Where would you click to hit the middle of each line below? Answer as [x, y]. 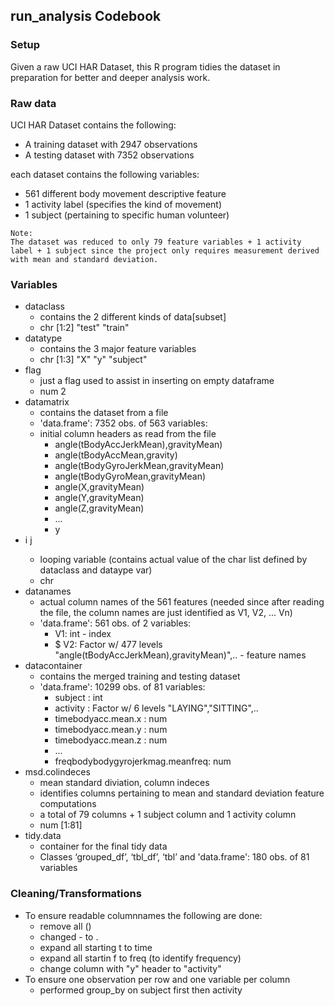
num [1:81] [61, 825]
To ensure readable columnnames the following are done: [143, 915]
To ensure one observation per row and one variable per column [157, 979]
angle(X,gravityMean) [99, 487]
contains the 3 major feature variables [118, 349]
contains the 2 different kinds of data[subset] [133, 317]
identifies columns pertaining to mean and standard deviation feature [182, 793]
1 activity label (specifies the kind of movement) [123, 204]
